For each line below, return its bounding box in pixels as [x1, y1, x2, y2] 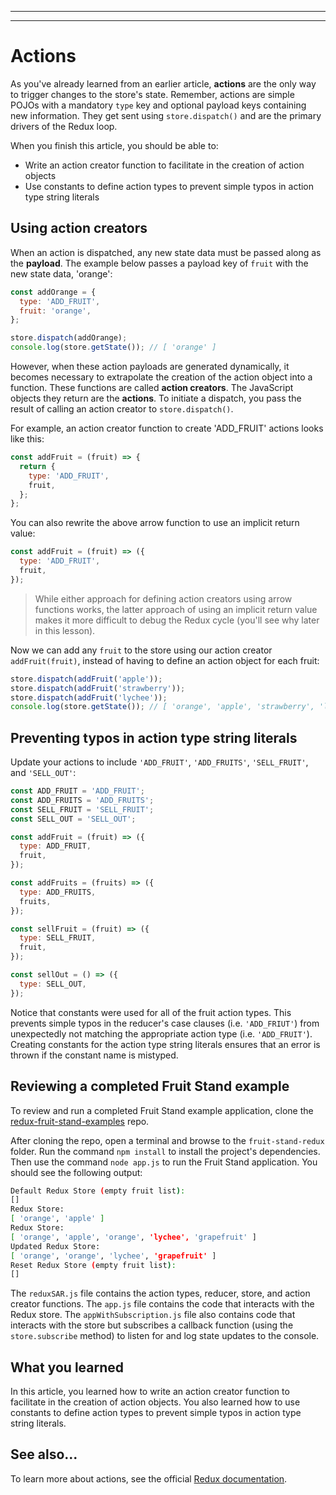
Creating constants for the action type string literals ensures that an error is [10, 1038, 321, 1050]
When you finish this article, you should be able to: [10, 139, 219, 151]
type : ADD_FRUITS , [19, 887, 97, 897]
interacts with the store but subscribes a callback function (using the [10, 1319, 294, 1331]
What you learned [10, 1359, 125, 1376]
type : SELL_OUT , [19, 979, 87, 989]
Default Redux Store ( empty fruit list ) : [10, 1186, 186, 1196]
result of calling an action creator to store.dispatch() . [10, 403, 234, 415]
